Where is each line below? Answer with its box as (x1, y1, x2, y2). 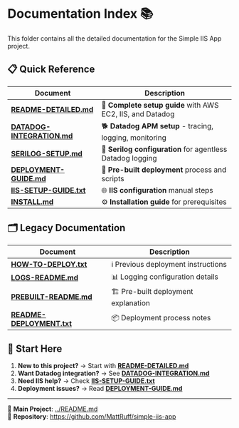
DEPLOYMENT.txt (11, 318, 73, 328)
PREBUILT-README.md (11, 292, 92, 302)
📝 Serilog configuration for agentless (101, 144, 228, 154)
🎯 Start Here (7, 342, 63, 355)
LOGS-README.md (11, 272, 79, 282)
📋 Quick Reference (7, 63, 95, 76)
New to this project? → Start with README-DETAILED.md (17, 362, 189, 370)
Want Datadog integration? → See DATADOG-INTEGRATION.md (17, 369, 210, 378)
